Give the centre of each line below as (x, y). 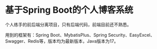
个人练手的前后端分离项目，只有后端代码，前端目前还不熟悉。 (68, 24)
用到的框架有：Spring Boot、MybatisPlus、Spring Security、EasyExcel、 (80, 35)
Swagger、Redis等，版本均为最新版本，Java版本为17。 (62, 41)
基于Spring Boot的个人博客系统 (69, 10)
